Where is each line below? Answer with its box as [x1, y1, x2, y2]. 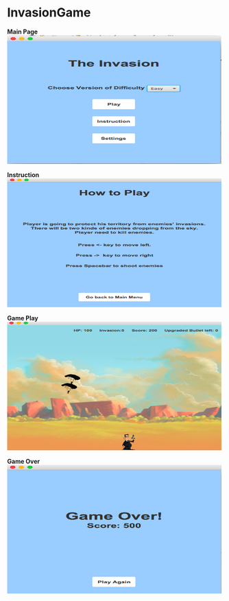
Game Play [7, 314, 39, 322]
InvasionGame [7, 5, 91, 21]
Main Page [7, 27, 38, 36]
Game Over [7, 457, 40, 465]
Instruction [7, 170, 40, 179]
